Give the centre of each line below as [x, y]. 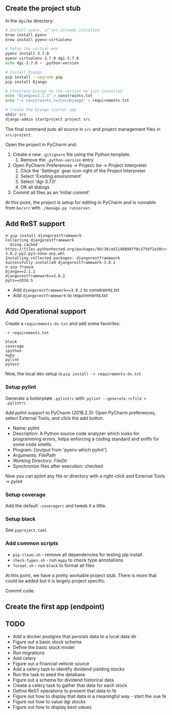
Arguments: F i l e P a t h [34, 455]
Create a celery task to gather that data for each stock [70, 685]
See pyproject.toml [26, 530]
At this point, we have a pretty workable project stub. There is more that [81, 575]
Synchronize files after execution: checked [58, 466]
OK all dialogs [35, 187]
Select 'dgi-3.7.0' [38, 182]
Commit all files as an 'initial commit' [51, 192]
